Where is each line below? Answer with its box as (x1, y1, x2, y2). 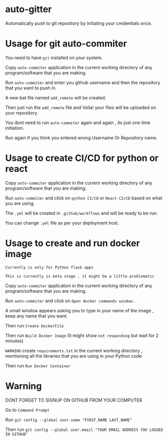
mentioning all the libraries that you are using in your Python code (5, 353, 142, 359)
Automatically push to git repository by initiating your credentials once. (5, 20, 152, 26)
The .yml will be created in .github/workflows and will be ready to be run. (5, 210, 158, 216)
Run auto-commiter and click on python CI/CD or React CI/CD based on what (5, 195, 162, 201)
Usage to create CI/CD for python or (5, 152, 159, 164)
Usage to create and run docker (5, 238, 140, 249)
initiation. (5, 125, 24, 131)
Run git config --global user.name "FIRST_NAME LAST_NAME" (5, 416, 132, 422)
